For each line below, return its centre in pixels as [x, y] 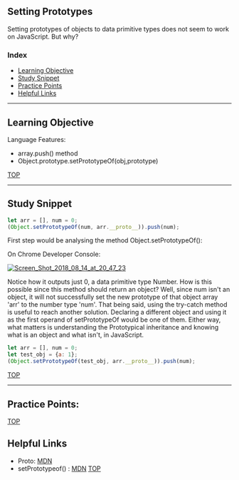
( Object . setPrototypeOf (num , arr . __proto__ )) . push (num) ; [94, 227]
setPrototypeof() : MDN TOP [59, 468]
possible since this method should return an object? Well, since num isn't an [119, 290]
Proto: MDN [35, 461]
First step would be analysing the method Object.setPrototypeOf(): [105, 240]
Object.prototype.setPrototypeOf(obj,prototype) [88, 160]
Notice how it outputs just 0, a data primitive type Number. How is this [110, 282]
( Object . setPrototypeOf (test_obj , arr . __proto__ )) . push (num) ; [101, 362]
